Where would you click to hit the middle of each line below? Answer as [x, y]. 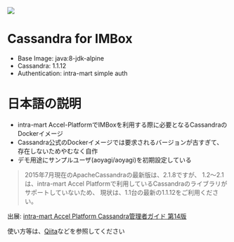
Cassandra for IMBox [70, 39]
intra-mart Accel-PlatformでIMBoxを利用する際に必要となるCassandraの [122, 125]
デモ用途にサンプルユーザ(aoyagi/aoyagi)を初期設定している [104, 160]
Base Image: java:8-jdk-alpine [60, 58]
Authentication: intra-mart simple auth [72, 73]
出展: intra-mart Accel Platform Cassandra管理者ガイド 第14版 [97, 216]
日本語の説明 [45, 104]
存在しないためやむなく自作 [58, 151]
